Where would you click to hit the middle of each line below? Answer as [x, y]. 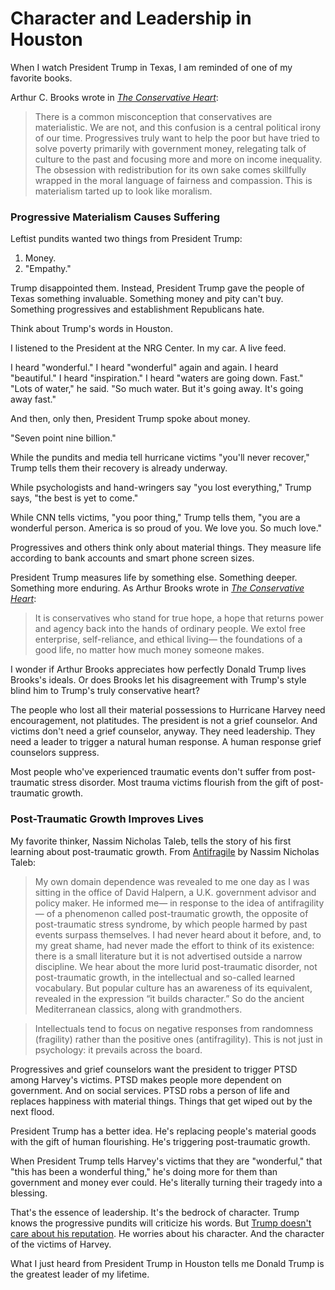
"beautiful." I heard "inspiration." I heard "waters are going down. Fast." [157, 378]
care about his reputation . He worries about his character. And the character [167, 1233]
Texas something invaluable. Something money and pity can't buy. [147, 299]
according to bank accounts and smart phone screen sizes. [132, 558]
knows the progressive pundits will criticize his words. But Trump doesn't [161, 1223]
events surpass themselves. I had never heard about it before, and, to [178, 934]
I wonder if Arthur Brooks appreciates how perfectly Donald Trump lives [158, 669]
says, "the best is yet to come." [74, 498]
